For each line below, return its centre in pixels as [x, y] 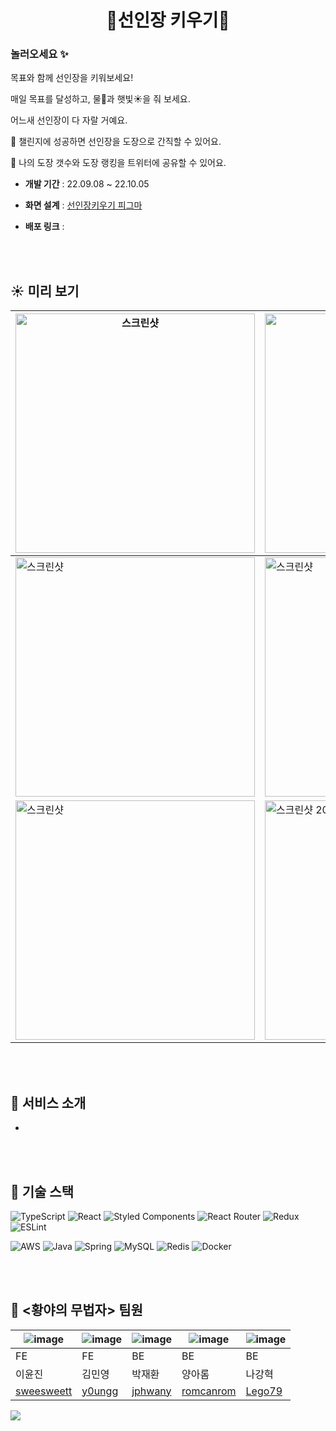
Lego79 [264, 1391]
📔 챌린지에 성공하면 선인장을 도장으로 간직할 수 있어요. [116, 142]
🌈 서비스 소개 [48, 1102]
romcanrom [209, 1391]
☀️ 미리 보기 [45, 291]
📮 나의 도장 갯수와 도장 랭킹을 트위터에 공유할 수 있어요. [118, 163]
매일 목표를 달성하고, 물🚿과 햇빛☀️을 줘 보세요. [100, 99]
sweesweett [44, 1391]
